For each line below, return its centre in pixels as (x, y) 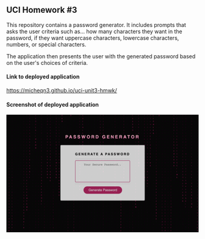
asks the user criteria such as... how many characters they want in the (94, 31)
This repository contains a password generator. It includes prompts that (96, 25)
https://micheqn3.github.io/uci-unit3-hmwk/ (62, 91)
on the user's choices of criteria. (47, 63)
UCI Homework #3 (42, 10)
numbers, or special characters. (46, 44)
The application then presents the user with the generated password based (101, 56)
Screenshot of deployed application (53, 104)
